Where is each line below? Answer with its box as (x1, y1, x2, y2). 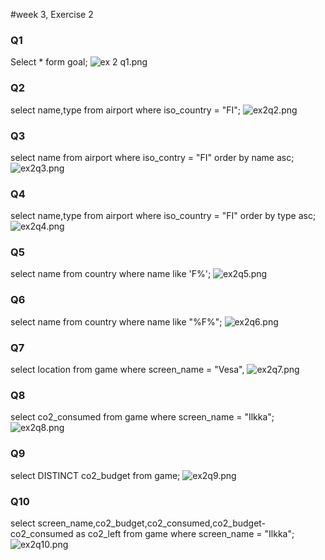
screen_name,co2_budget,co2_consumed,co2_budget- (37, 517, 267, 529)
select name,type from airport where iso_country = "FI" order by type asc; (10, 210, 317, 222)
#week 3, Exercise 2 (10, 9, 94, 20)
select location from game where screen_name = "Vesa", (10, 364, 245, 376)
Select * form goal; (10, 56, 88, 68)
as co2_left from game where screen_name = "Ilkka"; (75, 527, 295, 539)
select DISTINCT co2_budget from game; (10, 469, 181, 481)
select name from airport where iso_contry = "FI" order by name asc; (10, 151, 295, 163)
